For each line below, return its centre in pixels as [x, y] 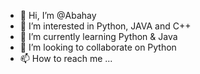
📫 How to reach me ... [66, 58]
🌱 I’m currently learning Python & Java [98, 36]
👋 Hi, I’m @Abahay [58, 15]
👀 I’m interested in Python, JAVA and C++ [105, 26]
